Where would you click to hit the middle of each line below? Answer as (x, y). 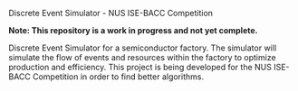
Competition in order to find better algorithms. (118, 77)
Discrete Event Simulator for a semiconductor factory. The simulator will (143, 48)
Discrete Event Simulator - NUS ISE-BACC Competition (111, 13)
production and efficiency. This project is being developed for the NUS (140, 67)
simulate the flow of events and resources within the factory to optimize (143, 57)
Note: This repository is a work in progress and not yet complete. (134, 30)
